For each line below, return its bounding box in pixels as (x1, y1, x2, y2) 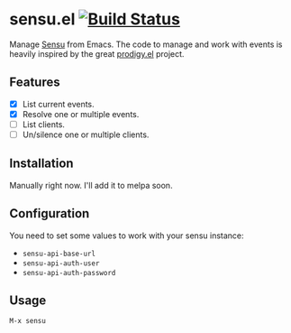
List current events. (22, 98, 95, 109)
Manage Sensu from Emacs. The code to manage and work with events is (9, 39, 283, 50)
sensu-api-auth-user (22, 258, 100, 268)
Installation (9, 156, 74, 171)
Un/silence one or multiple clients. (22, 129, 150, 140)
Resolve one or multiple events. (22, 108, 140, 119)
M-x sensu (9, 317, 47, 326)
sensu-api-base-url (22, 249, 96, 258)
